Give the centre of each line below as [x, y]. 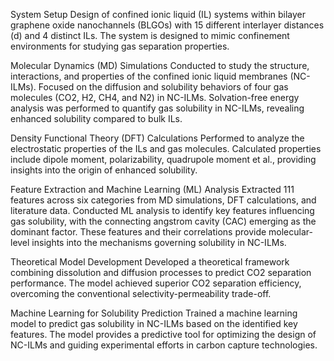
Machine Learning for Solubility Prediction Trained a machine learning [154, 313]
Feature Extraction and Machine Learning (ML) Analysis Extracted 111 [152, 189]
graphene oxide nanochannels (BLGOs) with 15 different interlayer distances [167, 25]
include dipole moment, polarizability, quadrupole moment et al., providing [163, 159]
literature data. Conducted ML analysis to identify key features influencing [162, 210]
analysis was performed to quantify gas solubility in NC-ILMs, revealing [157, 108]
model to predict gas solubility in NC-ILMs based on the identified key [154, 323]
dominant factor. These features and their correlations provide [138, 232]
